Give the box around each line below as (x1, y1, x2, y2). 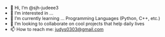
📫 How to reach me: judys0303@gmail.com (10, 26, 104, 32)
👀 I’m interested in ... (10, 10, 54, 16)
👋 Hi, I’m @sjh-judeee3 (10, 5, 59, 10)
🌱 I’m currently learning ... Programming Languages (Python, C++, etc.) (10, 15, 160, 21)
